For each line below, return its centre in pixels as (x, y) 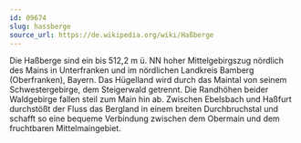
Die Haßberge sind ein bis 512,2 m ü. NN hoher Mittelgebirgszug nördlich (147, 61)
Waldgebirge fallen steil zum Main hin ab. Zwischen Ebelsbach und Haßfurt (150, 99)
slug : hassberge (40, 26)
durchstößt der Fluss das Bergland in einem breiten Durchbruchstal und (144, 109)
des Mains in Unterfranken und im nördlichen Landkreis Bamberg (132, 70)
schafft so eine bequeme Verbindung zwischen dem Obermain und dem (145, 118)
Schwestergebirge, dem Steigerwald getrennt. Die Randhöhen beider (139, 90)
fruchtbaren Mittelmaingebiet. (65, 128)
